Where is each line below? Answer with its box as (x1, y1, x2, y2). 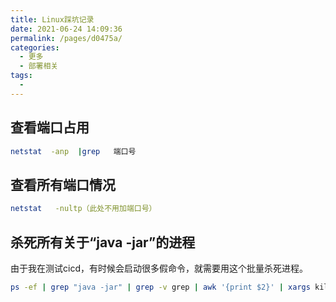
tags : (10, 71, 33, 81)
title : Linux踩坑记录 (10, 14, 95, 25)
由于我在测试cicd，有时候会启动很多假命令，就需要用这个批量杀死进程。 (10, 262, 308, 274)
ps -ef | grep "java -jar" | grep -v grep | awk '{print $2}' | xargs (10, 282, 311, 292)
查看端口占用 (10, 119, 90, 136)
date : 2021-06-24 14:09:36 (10, 24, 123, 34)
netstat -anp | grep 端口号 (10, 146, 137, 156)
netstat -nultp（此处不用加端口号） (10, 204, 157, 214)
